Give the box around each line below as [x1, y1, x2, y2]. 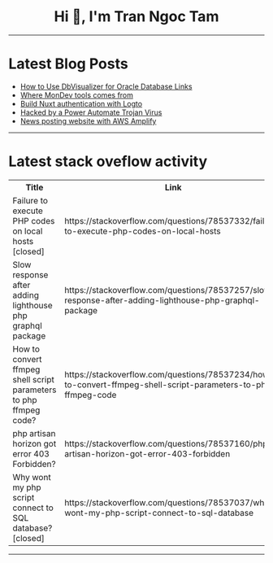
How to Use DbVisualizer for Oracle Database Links [19, 81, 193, 91]
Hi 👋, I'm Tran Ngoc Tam [54, 7, 219, 26]
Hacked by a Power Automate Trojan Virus [19, 107, 162, 117]
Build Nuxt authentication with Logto [19, 98, 143, 108]
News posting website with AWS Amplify [19, 116, 157, 125]
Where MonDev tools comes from [19, 89, 134, 100]
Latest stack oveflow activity [8, 152, 208, 171]
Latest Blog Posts [8, 55, 128, 73]
